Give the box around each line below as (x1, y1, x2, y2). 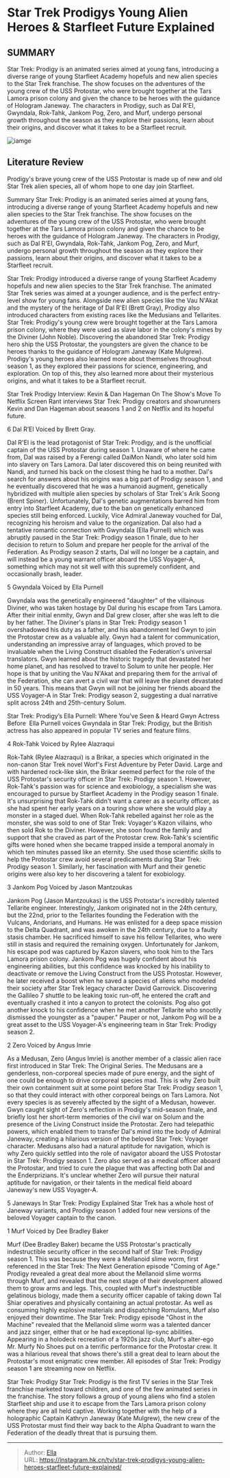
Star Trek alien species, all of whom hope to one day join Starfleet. (7, 182, 195, 190)
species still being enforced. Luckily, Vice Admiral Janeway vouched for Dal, (7, 511, 222, 519)
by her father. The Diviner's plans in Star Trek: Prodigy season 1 (7, 618, 187, 626)
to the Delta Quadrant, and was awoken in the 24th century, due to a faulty (7, 925, 218, 933)
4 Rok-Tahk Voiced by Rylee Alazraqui (7, 740, 115, 748)
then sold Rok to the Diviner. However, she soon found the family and (7, 826, 202, 834)
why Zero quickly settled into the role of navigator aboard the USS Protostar (7, 1149, 221, 1157)
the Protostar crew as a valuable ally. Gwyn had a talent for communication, (7, 633, 220, 641)
